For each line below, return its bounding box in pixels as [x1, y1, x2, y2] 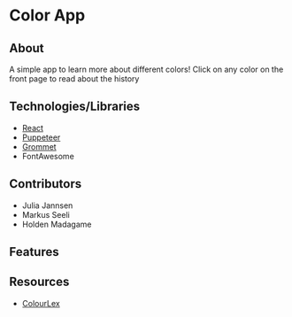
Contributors [9, 176, 82, 191]
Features [9, 244, 59, 259]
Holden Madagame [21, 219, 92, 229]
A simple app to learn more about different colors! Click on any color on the [9, 64, 284, 74]
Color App [9, 5, 86, 26]
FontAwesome [21, 151, 75, 161]
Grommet [21, 141, 57, 151]
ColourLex [21, 298, 60, 308]
